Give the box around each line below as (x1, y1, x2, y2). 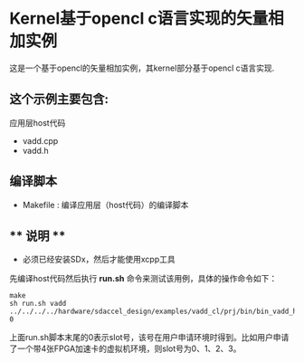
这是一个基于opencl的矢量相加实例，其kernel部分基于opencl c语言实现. (9, 62, 275, 73)
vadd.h (22, 145, 49, 156)
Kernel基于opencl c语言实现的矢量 (9, 8, 269, 29)
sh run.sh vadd (9, 300, 67, 309)
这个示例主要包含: (9, 91, 109, 107)
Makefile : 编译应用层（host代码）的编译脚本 (22, 199, 189, 210)
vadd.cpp (22, 135, 59, 146)
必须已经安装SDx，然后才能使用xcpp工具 (22, 254, 176, 265)
